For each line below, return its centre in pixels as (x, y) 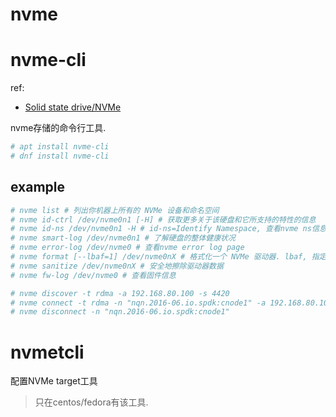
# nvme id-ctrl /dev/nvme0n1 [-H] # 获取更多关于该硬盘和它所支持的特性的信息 (163, 219)
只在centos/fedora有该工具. (91, 402)
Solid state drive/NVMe (73, 107)
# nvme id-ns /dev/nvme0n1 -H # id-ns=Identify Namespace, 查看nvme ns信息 (168, 229)
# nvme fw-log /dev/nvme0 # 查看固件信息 (93, 275)
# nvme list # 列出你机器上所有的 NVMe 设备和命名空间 (115, 210)
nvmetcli (47, 352)
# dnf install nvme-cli (60, 156)
